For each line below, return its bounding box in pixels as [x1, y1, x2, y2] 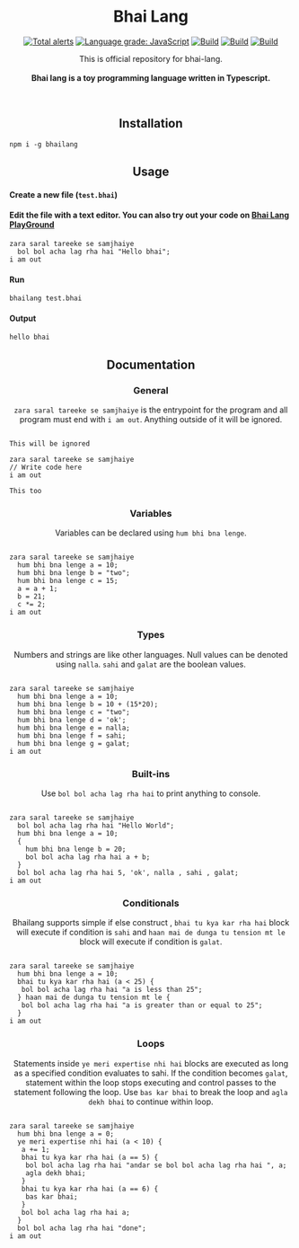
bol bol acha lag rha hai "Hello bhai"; [17, 247, 171, 256]
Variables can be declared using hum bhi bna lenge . [55, 527, 247, 538]
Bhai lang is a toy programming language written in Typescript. [31, 72, 271, 83]
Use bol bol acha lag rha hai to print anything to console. [40, 788, 261, 799]
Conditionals [122, 897, 180, 909]
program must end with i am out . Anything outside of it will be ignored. [19, 414, 283, 425]
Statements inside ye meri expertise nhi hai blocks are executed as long [13, 1058, 289, 1068]
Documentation [106, 357, 196, 372]
